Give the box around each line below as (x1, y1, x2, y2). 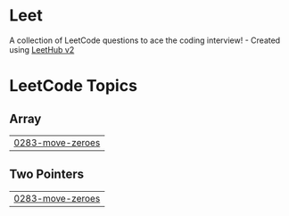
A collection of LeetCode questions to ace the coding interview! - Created (9, 35, 281, 46)
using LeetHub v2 (9, 44, 75, 54)
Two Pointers (9, 167, 85, 182)
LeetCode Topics (9, 76, 138, 96)
